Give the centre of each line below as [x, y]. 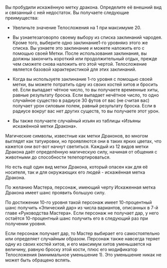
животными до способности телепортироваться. [58, 157]
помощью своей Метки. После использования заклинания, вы [79, 53]
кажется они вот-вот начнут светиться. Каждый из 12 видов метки [77, 147]
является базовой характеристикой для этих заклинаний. [74, 69]
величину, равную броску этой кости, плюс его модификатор [71, 249]
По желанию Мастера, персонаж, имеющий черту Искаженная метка [80, 187]
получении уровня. [26, 224]
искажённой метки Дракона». [45, 126]
